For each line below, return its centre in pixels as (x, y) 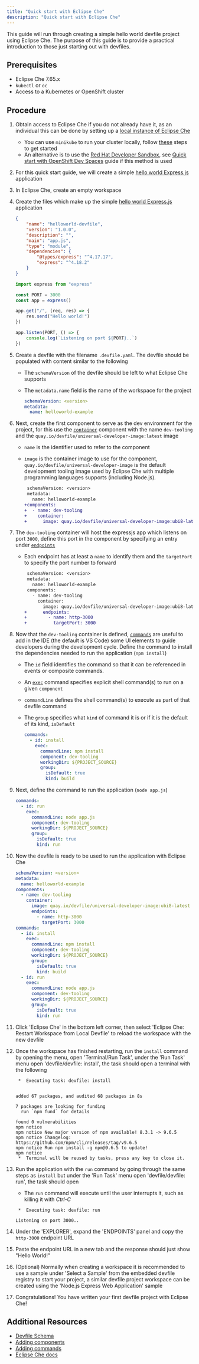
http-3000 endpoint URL (45, 1238)
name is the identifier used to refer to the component (87, 447)
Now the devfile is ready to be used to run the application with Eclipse (100, 856)
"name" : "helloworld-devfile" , (65, 224)
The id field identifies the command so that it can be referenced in (105, 665)
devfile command (45, 706)
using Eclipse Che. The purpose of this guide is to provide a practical (91, 40)
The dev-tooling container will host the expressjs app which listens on (101, 532)
